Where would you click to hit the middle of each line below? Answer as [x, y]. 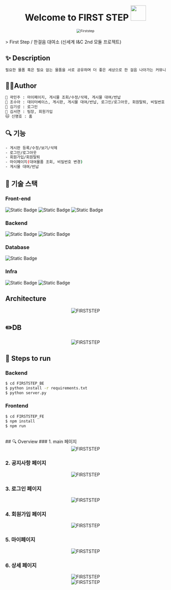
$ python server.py [26, 393]
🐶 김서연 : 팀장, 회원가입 [29, 112]
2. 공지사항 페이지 [26, 463]
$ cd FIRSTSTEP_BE [25, 383]
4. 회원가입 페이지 [26, 514]
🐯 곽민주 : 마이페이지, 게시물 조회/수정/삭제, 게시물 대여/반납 [63, 97]
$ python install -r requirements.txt [46, 388]
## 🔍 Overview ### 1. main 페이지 [41, 442]
